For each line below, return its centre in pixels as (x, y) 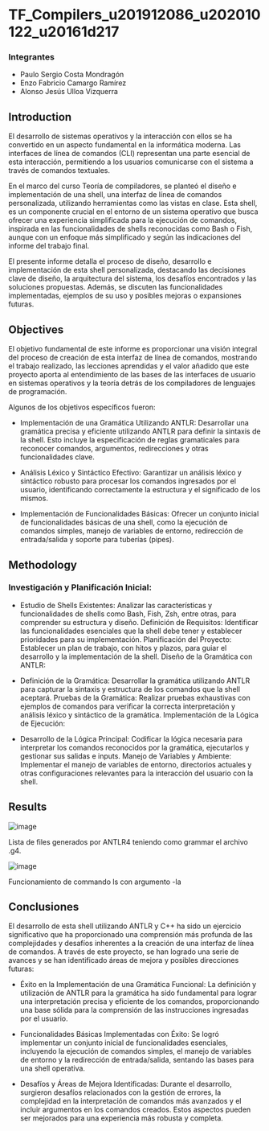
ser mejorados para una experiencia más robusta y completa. (121, 1118)
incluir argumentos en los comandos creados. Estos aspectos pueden (135, 1110)
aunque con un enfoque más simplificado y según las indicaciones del (124, 237)
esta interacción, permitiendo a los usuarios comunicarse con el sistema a (131, 162)
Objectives (36, 329)
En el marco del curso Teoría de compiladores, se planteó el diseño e (122, 186)
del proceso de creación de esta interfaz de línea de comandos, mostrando (133, 358)
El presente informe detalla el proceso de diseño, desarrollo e (110, 261)
